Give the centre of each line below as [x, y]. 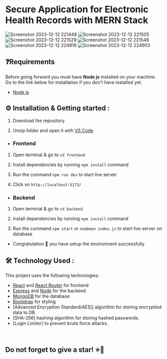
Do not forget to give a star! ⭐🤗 [55, 350]
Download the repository [39, 121]
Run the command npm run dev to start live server [65, 174]
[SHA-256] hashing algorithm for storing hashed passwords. [76, 318]
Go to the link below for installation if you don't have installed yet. [74, 82]
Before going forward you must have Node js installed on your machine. [81, 77]
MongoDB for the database [41, 296]
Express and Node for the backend [49, 291]
